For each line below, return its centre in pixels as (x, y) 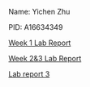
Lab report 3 (29, 74)
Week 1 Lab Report (40, 43)
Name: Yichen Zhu (39, 12)
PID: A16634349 (36, 27)
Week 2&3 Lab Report (45, 58)
